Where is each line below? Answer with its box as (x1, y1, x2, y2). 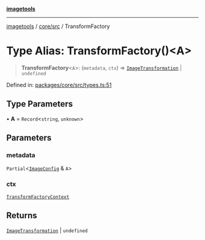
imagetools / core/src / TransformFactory (6, 23, 110, 30)
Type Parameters (6, 99, 73, 109)
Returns (6, 210, 38, 221)
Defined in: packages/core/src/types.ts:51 (6, 81, 112, 88)
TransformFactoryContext (6, 194, 70, 200)
